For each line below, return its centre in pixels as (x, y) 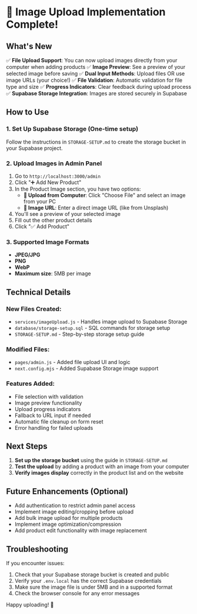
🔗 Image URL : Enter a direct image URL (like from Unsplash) (96, 208)
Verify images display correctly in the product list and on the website (99, 473)
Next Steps (27, 446)
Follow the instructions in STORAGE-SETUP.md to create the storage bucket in (96, 142)
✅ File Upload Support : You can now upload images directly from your (92, 60)
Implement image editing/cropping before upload (74, 512)
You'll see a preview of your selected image (67, 213)
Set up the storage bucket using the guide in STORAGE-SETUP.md (91, 460)
